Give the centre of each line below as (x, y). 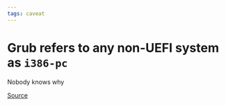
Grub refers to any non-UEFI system (113, 47)
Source (17, 95)
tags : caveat (26, 14)
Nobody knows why (36, 82)
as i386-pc (38, 62)
